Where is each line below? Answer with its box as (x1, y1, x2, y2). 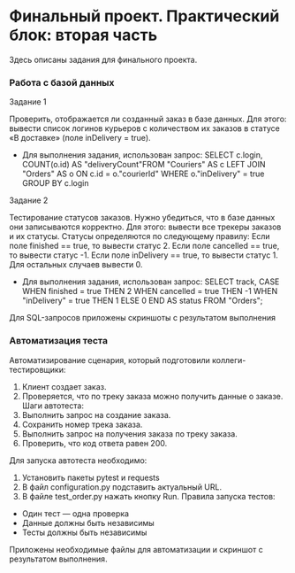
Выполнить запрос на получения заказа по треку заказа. (21, 428, 238, 439)
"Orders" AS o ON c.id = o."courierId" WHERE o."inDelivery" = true (21, 168, 265, 179)
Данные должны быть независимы (21, 517, 155, 528)
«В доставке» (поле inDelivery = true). (9, 133, 152, 143)
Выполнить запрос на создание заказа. (21, 409, 171, 420)
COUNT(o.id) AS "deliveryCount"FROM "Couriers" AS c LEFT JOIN (21, 159, 267, 170)
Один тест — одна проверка (21, 507, 130, 519)
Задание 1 (9, 97, 47, 107)
